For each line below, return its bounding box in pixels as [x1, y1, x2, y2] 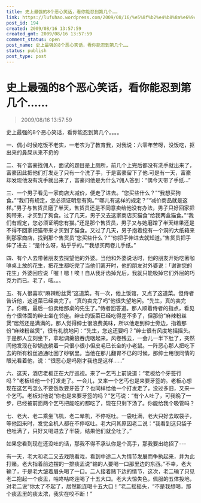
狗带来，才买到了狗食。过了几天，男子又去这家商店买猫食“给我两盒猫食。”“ [6, 211, 189, 219]
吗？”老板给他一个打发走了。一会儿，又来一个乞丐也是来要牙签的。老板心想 [6, 377, 193, 384]
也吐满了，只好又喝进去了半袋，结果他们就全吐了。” [6, 427, 132, 434]
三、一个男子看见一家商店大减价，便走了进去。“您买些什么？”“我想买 [6, 189, 176, 196]
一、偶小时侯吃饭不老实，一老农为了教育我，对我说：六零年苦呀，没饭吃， [6, 141, 190, 149]
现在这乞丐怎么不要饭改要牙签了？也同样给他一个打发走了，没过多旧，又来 [6, 384, 190, 392]
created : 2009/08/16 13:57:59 [6, 25, 82, 32]
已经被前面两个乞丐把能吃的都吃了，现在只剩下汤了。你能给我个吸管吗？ [16, 399, 195, 407]
